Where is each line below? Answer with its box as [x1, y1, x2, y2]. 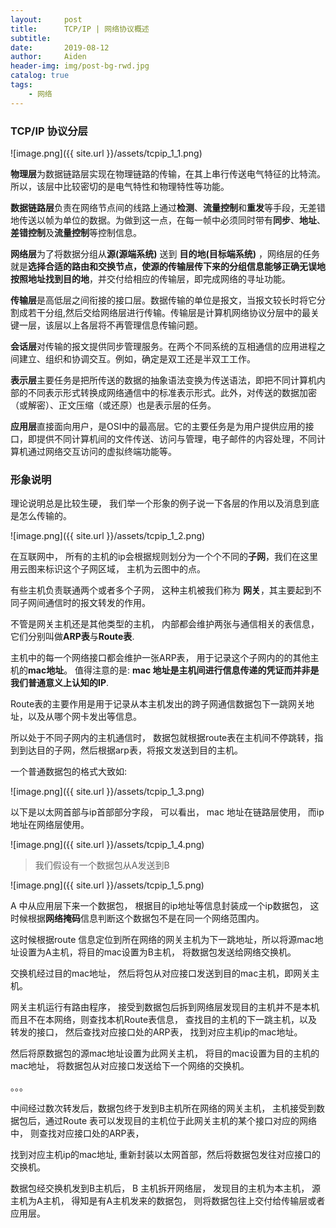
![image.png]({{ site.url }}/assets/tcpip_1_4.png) [10, 839, 205, 851]
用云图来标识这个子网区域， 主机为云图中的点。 [10, 563, 206, 575]
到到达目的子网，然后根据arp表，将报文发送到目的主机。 [10, 744, 243, 756]
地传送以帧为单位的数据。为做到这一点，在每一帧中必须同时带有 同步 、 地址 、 [10, 214, 326, 226]
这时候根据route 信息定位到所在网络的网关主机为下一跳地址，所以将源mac [10, 934, 315, 946]
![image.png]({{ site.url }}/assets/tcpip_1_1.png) [10, 147, 203, 159]
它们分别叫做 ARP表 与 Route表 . [10, 631, 135, 643]
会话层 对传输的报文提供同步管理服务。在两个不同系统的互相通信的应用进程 [10, 340, 317, 352]
